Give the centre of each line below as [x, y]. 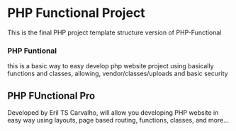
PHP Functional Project [76, 13]
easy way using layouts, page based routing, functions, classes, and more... [118, 120]
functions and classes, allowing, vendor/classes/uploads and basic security [118, 74]
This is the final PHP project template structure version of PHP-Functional [114, 32]
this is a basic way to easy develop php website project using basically [111, 66]
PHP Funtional [32, 51]
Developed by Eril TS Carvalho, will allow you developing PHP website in [113, 113]
